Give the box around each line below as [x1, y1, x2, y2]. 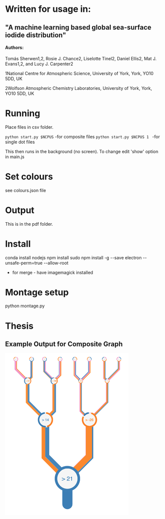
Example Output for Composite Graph [5, 340, 123, 349]
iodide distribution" [5, 31, 66, 39]
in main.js [5, 154, 25, 160]
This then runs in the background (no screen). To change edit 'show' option [5, 148, 159, 154]
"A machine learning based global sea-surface [5, 23, 152, 32]
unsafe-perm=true [5, 260, 43, 266]
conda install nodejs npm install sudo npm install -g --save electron [5, 254, 142, 260]
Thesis [5, 320, 33, 331]
